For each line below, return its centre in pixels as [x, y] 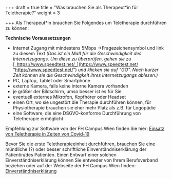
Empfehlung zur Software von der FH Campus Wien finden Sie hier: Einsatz [85, 128]
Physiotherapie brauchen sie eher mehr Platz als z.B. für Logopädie [84, 108]
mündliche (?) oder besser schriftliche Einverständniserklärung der [76, 149]
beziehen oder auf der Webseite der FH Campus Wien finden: [71, 165]
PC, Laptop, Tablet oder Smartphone [52, 81]
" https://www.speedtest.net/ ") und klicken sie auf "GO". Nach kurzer [86, 70]
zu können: [17, 28]
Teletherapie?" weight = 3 [33, 13]
